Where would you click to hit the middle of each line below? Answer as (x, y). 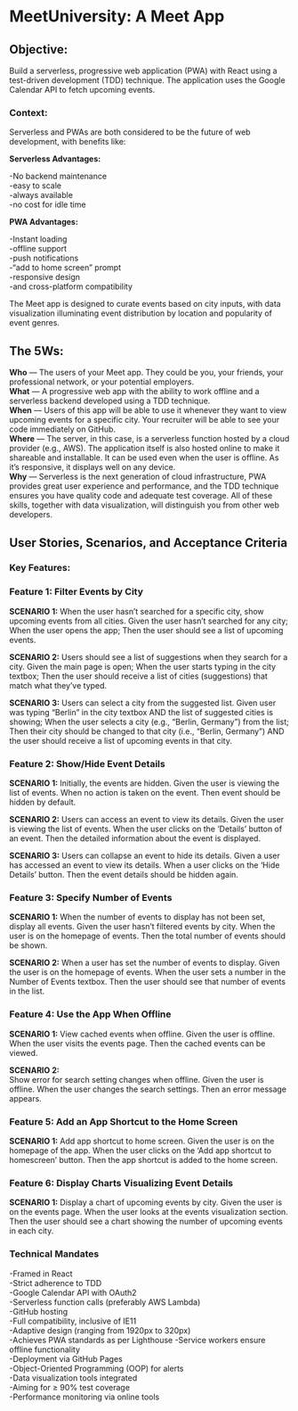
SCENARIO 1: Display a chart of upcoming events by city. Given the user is (146, 1202)
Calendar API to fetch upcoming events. (82, 90)
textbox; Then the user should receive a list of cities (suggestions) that (139, 676)
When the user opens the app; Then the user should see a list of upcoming (146, 630)
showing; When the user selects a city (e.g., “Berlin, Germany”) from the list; (149, 722)
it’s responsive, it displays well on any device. (93, 467)
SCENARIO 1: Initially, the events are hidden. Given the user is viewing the (145, 783)
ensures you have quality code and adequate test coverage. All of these (141, 496)
